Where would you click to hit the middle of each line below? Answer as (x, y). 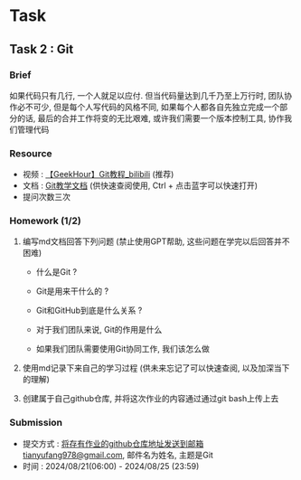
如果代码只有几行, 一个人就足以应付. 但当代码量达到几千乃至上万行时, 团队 (147, 95)
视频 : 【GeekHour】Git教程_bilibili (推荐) (98, 174)
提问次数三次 (46, 197)
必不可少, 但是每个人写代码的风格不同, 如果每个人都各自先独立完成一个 (148, 107)
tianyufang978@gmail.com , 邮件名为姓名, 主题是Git (118, 455)
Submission (36, 423)
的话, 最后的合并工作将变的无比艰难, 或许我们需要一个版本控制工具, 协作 (150, 118)
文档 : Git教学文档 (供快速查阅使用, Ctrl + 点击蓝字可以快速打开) (140, 185)
